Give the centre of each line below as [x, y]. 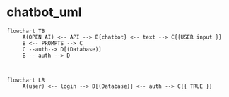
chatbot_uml [44, 12]
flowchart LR [26, 80]
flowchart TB [26, 31]
